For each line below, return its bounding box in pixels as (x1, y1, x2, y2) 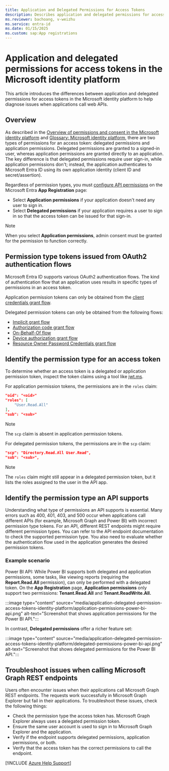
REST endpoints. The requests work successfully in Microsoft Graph (5, 692, 147, 698)
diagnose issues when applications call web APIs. (5, 101, 108, 107)
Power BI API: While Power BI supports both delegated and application (5, 569, 151, 575)
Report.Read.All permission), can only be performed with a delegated (5, 579, 151, 585)
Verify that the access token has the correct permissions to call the (12, 745, 152, 751)
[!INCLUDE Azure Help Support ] (5, 760, 71, 766)
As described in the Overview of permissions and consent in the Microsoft (5, 129, 159, 135)
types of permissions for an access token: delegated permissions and (5, 139, 150, 146)
